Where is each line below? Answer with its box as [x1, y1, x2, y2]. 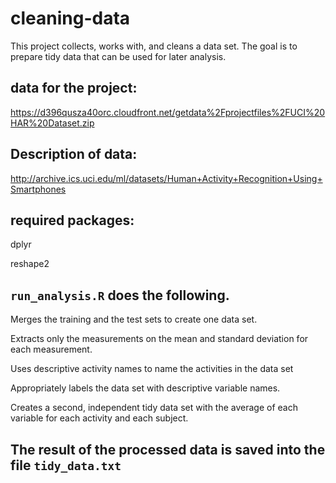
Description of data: [10, 146, 138, 163]
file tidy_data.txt [10, 457, 122, 474]
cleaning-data [10, 7, 131, 30]
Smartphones [10, 183, 67, 195]
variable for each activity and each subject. [10, 412, 189, 424]
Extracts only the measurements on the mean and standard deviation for [10, 333, 309, 345]
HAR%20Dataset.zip [10, 117, 95, 129]
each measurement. [10, 343, 93, 356]
